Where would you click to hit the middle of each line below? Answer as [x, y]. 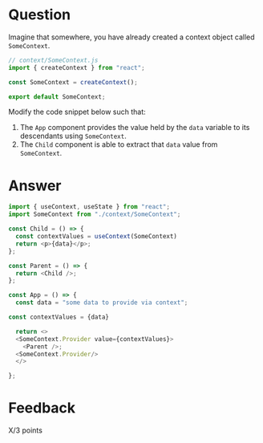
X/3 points [25, 430]
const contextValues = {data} [59, 317]
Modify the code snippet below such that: [77, 112]
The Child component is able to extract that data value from [119, 144]
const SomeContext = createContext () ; [73, 82]
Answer [35, 185]
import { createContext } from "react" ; [77, 67]
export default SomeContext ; [57, 97]
